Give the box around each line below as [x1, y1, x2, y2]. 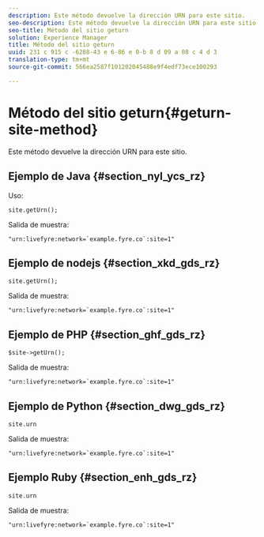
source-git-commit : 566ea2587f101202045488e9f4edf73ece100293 [8, 63, 217, 71]
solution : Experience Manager [8, 33, 108, 42]
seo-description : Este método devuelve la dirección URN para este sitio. [8, 19, 260, 27]
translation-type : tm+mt [8, 56, 90, 64]
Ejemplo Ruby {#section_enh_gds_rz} [8, 471, 198, 484]
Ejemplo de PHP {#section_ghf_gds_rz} [8, 328, 206, 341]
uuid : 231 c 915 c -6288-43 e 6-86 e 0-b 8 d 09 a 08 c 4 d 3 [8, 48, 217, 56]
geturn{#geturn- [119, 103, 232, 122]
